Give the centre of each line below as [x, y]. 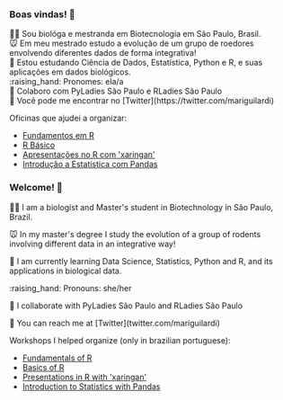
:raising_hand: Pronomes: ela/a [66, 82]
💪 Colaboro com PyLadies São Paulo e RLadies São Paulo [116, 91]
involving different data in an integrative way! [93, 244]
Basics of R [43, 367]
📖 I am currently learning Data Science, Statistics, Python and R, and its [141, 261]
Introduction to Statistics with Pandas [91, 387]
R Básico [39, 145]
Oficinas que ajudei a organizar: [68, 118]
